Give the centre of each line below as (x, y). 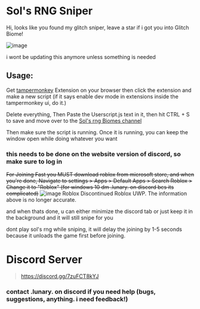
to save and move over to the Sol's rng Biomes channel (74, 120)
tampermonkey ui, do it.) (36, 103)
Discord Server (44, 260)
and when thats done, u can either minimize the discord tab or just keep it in (99, 211)
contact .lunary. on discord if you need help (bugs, (81, 292)
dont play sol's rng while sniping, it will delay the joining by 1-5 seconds (94, 229)
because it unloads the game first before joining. (66, 236)
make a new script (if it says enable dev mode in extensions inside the (93, 96)
